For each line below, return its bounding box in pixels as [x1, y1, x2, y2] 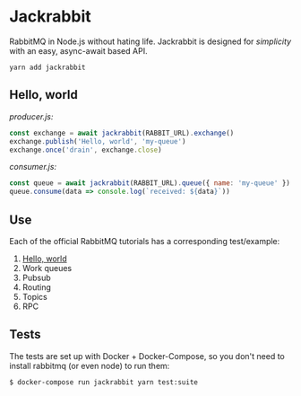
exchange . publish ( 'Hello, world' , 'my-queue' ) [9, 136, 186, 145]
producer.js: [9, 110, 54, 122]
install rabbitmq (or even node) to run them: [9, 360, 170, 371]
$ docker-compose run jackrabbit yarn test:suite [9, 377, 199, 387]
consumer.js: [9, 162, 56, 172]
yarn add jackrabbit [9, 63, 87, 72]
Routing [21, 281, 52, 293]
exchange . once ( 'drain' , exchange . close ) [9, 145, 163, 154]
